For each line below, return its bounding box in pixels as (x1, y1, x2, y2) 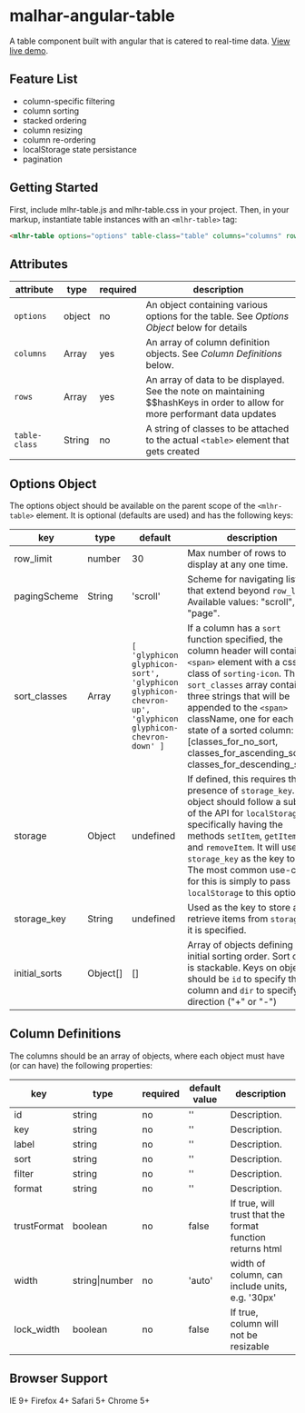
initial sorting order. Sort (187, 950, 290, 963)
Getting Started (9, 180, 99, 195)
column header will (187, 644, 269, 657)
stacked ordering (22, 114, 87, 125)
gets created (145, 445, 200, 458)
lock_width (14, 1323, 61, 1336)
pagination (22, 154, 64, 164)
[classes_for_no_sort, (187, 735, 279, 748)
